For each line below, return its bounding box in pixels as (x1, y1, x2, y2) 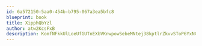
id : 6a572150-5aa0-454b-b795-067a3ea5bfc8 (6, 8, 114, 15)
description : (6, 31, 39, 37)
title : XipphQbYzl (6, 20, 52, 26)
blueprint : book (6, 14, 47, 20)
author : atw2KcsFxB (6, 25, 55, 32)
